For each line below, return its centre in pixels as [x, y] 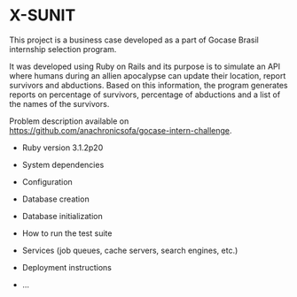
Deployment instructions [67, 267]
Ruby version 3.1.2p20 [63, 148]
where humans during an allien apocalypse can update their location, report [148, 75]
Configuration [47, 181]
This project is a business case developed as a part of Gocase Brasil [134, 40]
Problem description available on [69, 121]
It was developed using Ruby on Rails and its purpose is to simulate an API [145, 66]
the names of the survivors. [59, 103]
